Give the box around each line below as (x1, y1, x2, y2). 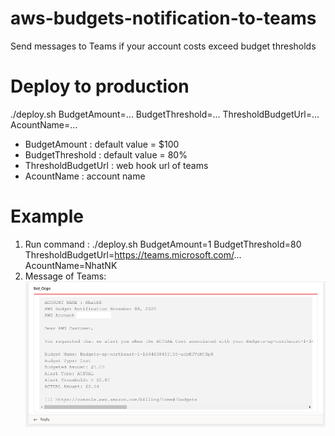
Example (10, 205, 84, 228)
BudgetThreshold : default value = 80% (24, 148, 188, 161)
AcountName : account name (24, 170, 146, 182)
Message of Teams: (24, 270, 107, 282)
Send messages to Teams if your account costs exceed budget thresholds (10, 40, 317, 52)
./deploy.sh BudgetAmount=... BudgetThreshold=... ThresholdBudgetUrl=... (10, 108, 320, 120)
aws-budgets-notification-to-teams (10, 7, 317, 30)
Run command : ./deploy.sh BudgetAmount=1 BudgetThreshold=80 (24, 238, 302, 250)
